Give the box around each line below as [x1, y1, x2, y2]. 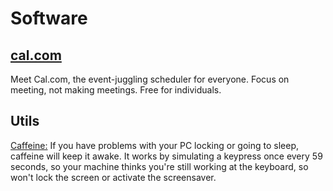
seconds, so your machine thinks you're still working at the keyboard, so [10, 160, 309, 172]
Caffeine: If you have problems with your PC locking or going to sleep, [10, 139, 300, 151]
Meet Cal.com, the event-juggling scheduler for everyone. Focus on [10, 73, 290, 85]
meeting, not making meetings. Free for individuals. [10, 84, 222, 96]
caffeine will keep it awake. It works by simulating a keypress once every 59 [10, 150, 323, 162]
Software [10, 7, 88, 30]
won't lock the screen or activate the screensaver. [10, 171, 217, 183]
